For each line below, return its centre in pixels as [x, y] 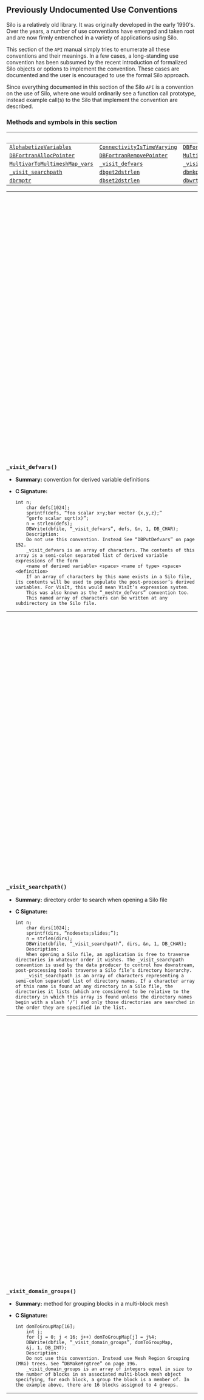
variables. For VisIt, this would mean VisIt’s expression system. [102, 588]
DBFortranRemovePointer [134, 155]
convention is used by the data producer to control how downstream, [105, 965]
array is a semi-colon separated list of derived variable [91, 556]
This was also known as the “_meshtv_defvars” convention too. [108, 593]
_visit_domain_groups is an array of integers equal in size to [109, 1369]
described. [20, 106]
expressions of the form [46, 561]
